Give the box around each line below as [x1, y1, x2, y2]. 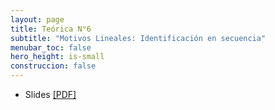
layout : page [10, 14, 65, 25]
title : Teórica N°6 [10, 24, 92, 34]
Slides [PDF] [24, 89, 77, 100]
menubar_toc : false [10, 42, 92, 53]
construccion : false [10, 61, 97, 71]
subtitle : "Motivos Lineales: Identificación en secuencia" [10, 33, 267, 43]
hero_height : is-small [10, 52, 105, 62]
